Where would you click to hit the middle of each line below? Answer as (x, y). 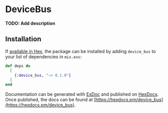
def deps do (18, 66)
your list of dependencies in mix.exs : (44, 56)
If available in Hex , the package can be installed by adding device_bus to (80, 51)
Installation (23, 39)
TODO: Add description (30, 23)
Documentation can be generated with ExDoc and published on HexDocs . (82, 94)
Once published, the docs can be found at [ (51, 100)
